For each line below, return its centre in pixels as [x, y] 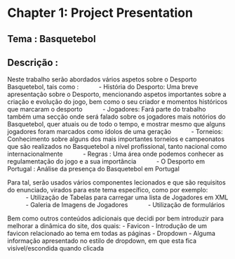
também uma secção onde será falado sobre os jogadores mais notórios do [116, 117]
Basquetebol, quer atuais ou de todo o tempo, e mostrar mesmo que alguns [116, 124]
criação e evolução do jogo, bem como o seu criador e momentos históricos [117, 102]
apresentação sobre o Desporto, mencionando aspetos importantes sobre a [117, 94]
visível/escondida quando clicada [55, 248]
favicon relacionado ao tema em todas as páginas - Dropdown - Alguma [112, 234]
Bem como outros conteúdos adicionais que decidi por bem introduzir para [116, 218]
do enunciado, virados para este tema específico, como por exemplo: [108, 190]
